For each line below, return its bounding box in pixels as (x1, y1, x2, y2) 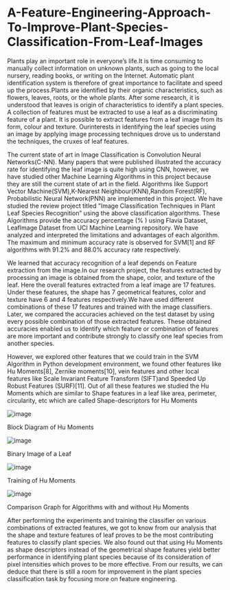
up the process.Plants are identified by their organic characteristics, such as (7, 86, 223, 94)
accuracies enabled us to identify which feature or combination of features (7, 325, 218, 333)
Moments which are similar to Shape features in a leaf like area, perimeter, (7, 389, 217, 397)
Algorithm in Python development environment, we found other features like (7, 360, 222, 368)
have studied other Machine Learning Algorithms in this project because (7, 172, 211, 180)
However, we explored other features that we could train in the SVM (7, 352, 199, 360)
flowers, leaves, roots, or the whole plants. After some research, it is (7, 93, 200, 101)
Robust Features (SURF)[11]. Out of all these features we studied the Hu (7, 382, 209, 390)
